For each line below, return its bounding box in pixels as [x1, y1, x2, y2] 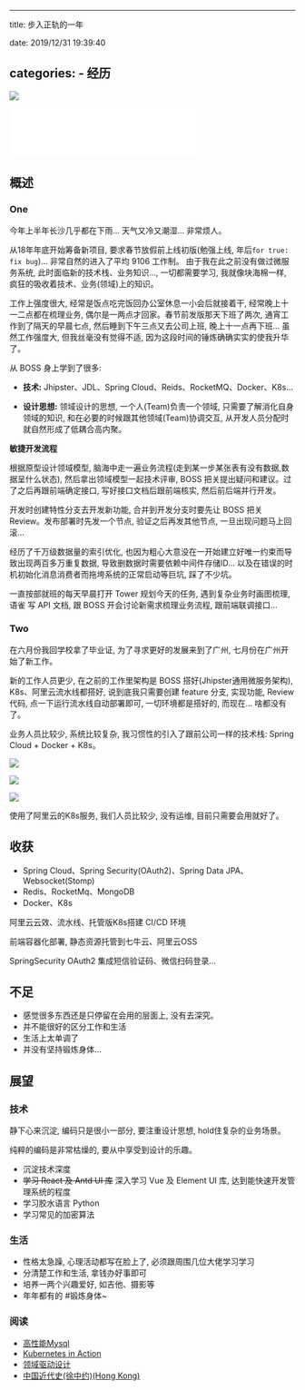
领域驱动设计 [22, 1358, 71, 1369]
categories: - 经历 [9, 65, 112, 82]
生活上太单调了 [22, 1032, 79, 1044]
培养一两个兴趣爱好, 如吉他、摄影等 [22, 1279, 155, 1290]
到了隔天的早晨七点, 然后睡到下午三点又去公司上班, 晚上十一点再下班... [16, 320, 280, 331]
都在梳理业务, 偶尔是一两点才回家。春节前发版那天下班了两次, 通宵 [33, 309, 281, 320]
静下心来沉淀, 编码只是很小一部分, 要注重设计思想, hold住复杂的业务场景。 [9, 1125, 286, 1136]
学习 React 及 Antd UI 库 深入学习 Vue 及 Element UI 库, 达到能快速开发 [22, 1175, 288, 1186]
